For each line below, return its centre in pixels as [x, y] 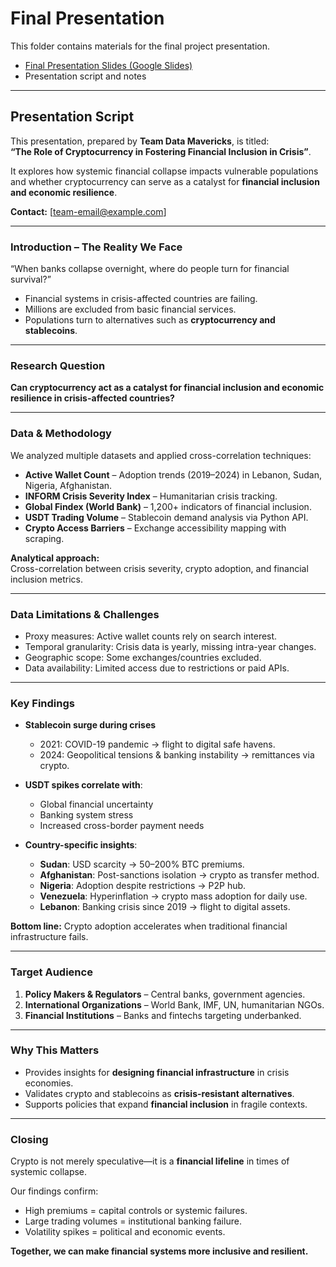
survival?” [31, 279]
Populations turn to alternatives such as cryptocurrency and [150, 320]
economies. [49, 1083]
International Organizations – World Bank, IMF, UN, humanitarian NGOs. [174, 1004]
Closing [29, 1139]
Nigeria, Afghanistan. [68, 485]
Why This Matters [55, 1050]
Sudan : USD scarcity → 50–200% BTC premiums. [142, 864]
